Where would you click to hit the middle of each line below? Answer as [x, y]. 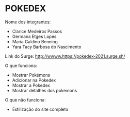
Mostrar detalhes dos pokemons [44, 90]
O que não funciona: [25, 100]
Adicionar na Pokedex [34, 80]
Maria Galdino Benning [35, 41]
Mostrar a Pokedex [31, 85]
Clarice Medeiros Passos [37, 31]
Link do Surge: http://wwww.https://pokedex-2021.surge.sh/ [65, 56]
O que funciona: [21, 66]
